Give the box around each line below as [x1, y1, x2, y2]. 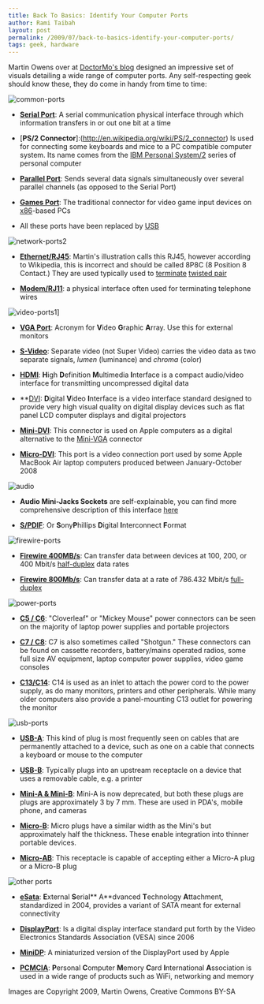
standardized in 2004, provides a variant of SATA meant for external [19, 901, 241, 910]
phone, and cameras [19, 806, 87, 816]
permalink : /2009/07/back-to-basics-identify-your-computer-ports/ [8, 33, 235, 42]
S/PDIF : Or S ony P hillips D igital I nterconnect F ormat [19, 521, 187, 530]
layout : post [8, 26, 51, 34]
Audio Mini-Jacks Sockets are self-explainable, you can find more [19, 497, 237, 506]
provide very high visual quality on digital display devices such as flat [19, 402, 245, 412]
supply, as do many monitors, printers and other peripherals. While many [19, 686, 256, 696]
